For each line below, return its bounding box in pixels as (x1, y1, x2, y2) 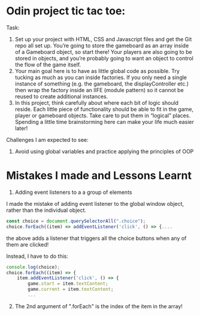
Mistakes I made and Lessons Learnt (6, 169, 192, 183)
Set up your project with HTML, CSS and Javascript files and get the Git (14, 35, 192, 42)
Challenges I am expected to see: (6, 136, 89, 143)
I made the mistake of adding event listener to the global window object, (6, 200, 184, 207)
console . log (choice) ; (6, 264, 60, 270)
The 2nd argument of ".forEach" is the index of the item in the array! (14, 302, 183, 309)
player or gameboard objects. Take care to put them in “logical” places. (14, 112, 190, 119)
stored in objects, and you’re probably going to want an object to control (14, 54, 193, 62)
